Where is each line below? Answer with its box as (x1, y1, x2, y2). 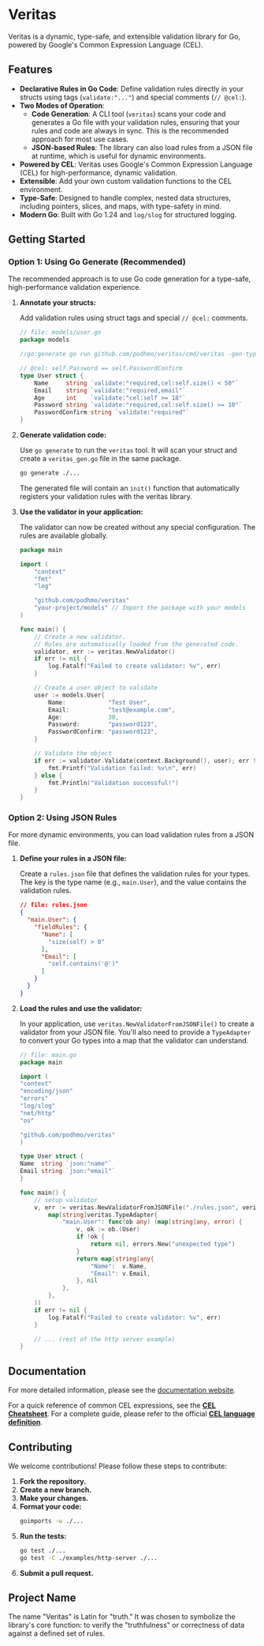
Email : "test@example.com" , (48, 705, 176, 714)
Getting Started (8, 233, 86, 246)
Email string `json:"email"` (19, 1167, 116, 1175)
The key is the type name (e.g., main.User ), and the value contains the (19, 877, 247, 887)
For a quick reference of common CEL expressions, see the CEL (8, 1400, 217, 1411)
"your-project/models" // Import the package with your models (34, 604, 246, 612)
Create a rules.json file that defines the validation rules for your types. (19, 869, 251, 878)
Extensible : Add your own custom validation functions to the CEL (19, 176, 232, 186)
